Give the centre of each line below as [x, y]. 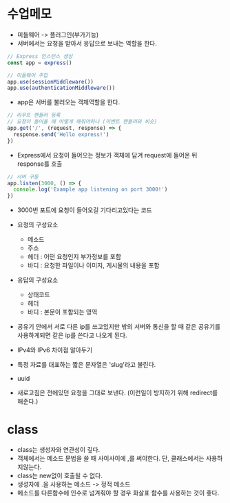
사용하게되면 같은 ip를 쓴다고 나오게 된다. [72, 335]
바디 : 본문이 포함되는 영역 [62, 312]
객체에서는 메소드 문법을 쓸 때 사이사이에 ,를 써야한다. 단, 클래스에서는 [111, 458]
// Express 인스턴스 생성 [40, 56]
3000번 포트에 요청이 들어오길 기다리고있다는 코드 [85, 210]
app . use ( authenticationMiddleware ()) [61, 88]
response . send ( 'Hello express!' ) [61, 134]
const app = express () [40, 63]
